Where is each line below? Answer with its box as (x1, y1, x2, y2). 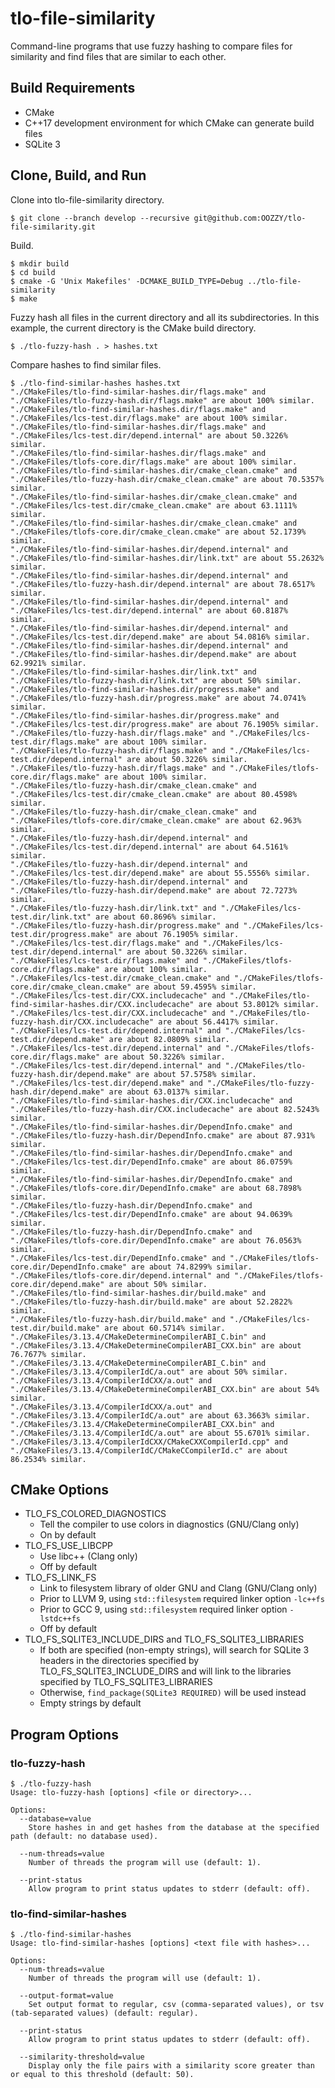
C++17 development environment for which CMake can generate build (24, 117, 315, 129)
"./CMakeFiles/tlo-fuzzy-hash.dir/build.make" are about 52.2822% (10, 1297, 293, 1307)
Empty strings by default (39, 1697, 142, 1709)
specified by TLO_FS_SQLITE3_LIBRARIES (39, 1676, 213, 1688)
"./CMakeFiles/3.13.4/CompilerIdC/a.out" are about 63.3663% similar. (10, 1410, 311, 1421)
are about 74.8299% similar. (131, 1262, 253, 1272)
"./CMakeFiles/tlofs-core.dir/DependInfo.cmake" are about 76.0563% (10, 1235, 302, 1246)
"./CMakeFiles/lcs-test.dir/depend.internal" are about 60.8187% (10, 605, 288, 616)
